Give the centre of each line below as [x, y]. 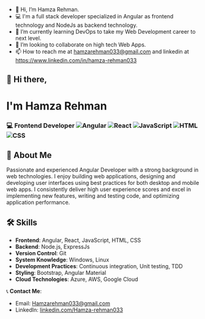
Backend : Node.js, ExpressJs [52, 247]
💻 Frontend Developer [41, 126]
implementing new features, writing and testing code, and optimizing [93, 196]
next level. [28, 38]
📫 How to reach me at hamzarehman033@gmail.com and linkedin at [102, 51]
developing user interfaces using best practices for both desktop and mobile [103, 183]
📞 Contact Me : [24, 291]
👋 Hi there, [27, 80]
